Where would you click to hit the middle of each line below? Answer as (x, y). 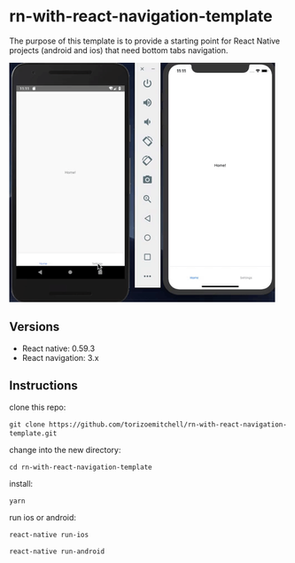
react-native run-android (57, 551)
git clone (27, 424)
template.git (33, 433)
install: (21, 483)
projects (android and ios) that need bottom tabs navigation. (119, 50)
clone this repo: (38, 407)
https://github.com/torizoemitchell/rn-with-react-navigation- (168, 424)
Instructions (43, 386)
